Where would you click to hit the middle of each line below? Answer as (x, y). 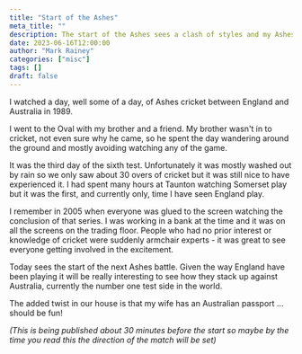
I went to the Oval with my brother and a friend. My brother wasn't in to (141, 128)
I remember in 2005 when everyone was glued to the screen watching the (146, 211)
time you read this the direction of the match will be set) (113, 340)
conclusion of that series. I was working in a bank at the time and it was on (147, 220)
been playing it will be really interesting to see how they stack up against (144, 276)
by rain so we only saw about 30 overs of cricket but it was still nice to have (150, 174)
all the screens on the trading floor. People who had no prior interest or (141, 230)
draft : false (34, 76)
